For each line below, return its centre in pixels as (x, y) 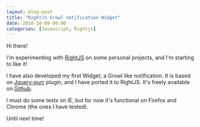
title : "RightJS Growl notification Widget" (63, 18)
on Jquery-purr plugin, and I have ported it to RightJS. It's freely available (98, 82)
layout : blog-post (29, 12)
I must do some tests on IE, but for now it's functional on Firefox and (92, 100)
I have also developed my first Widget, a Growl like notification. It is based (98, 76)
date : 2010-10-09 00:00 (36, 23)
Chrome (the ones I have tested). (48, 107)
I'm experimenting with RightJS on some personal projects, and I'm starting (100, 57)
